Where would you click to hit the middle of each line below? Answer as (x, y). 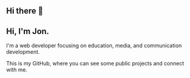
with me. (17, 70)
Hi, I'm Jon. (28, 31)
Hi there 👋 (25, 11)
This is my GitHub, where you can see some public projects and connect (95, 64)
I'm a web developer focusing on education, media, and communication (94, 46)
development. (23, 52)
